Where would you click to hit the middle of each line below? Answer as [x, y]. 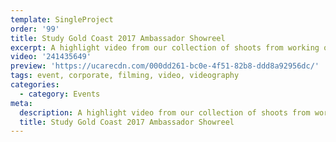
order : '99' [35, 29]
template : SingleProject [62, 19]
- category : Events [60, 94]
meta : [21, 103]
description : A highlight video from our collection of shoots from [165, 112]
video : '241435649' [51, 57]
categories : [35, 85]
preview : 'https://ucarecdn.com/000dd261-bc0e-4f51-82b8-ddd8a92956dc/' [165, 66]
